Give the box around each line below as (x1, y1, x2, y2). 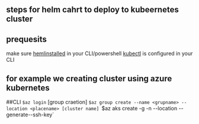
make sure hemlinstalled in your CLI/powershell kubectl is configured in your (6, 50, 193, 57)
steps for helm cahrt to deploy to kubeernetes (6, 5, 179, 15)
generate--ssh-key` (6, 111, 54, 118)
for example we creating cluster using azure (6, 74, 172, 84)
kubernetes (6, 82, 50, 93)
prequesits (6, 34, 47, 44)
